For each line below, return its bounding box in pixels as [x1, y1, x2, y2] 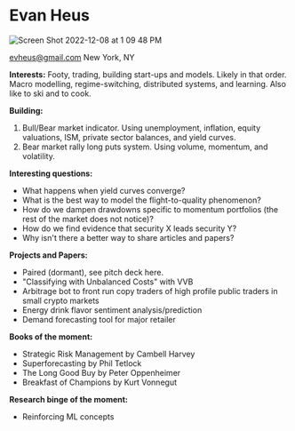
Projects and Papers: [9, 250, 88, 260]
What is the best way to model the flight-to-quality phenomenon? [21, 195, 262, 205]
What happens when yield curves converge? [21, 185, 186, 196]
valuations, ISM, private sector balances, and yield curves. [21, 132, 237, 142]
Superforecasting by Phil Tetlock [21, 357, 142, 369]
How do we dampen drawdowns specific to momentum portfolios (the [21, 204, 278, 214]
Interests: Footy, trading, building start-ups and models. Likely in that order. [9, 68, 287, 80]
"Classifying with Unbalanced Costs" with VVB [21, 276, 194, 287]
